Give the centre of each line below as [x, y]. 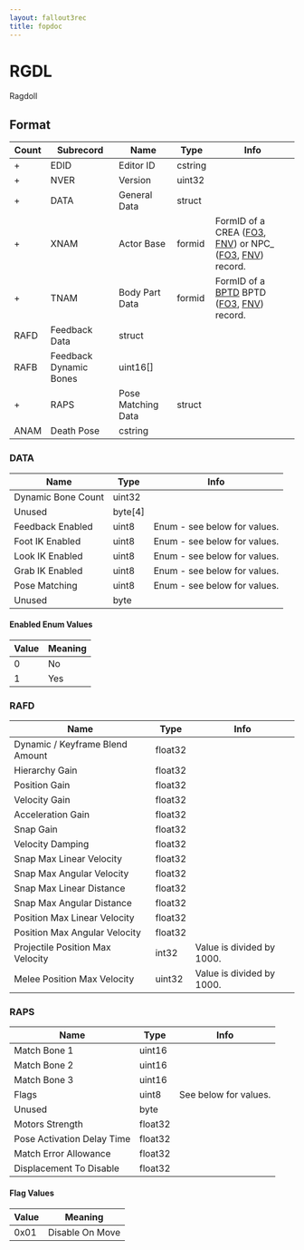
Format [30, 125]
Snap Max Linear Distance [70, 888]
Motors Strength [49, 1124]
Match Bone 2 [44, 1065]
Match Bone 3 [44, 1080]
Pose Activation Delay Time [72, 1139]
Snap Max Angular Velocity [71, 874]
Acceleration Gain [52, 815]
